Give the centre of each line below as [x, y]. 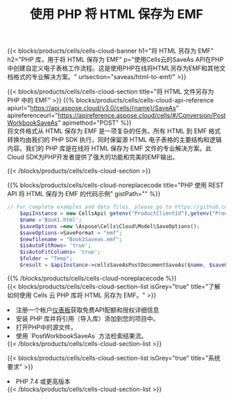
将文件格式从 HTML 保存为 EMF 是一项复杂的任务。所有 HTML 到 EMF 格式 [114, 131]
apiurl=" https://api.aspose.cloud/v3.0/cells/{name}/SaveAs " [93, 108]
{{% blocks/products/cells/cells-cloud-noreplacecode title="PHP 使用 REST [115, 185]
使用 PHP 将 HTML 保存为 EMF [116, 14]
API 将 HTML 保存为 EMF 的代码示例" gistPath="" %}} [84, 194]
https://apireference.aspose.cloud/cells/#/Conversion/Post [142, 116]
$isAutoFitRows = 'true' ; [55, 246]
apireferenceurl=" [33, 116]
